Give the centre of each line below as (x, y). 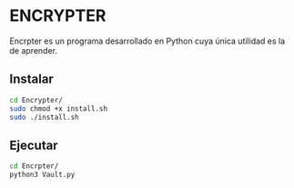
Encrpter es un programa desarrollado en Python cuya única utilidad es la (147, 41)
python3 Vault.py (42, 175)
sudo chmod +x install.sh (58, 109)
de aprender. (33, 50)
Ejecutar (34, 145)
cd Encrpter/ (34, 166)
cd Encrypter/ (36, 100)
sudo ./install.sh (44, 117)
